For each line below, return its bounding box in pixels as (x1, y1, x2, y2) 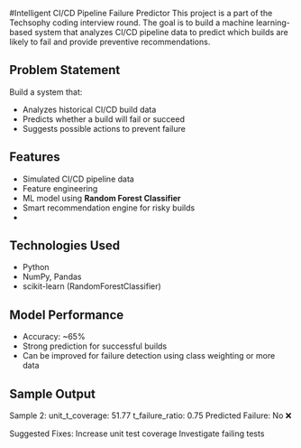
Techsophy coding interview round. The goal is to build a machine (9, 17, 254, 28)
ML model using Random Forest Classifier (22, 192, 182, 203)
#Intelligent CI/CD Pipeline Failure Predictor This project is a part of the (9, 8, 273, 18)
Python (22, 262, 50, 273)
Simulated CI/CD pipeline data (22, 173, 135, 184)
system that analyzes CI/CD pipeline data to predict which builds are (34, 27, 288, 37)
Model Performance (9, 307, 124, 322)
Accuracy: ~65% (22, 331, 86, 342)
